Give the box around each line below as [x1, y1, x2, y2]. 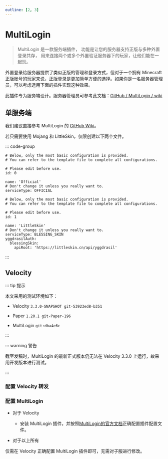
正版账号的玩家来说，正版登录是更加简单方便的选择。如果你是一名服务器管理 [5, 76, 163, 82]
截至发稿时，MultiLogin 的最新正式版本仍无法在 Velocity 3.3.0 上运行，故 [5, 353, 155, 359]
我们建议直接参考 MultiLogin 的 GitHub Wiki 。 [5, 123, 99, 129]
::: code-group [5, 143, 35, 149]
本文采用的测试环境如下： [5, 293, 58, 299]
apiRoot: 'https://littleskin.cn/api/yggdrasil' [14, 245, 117, 251]
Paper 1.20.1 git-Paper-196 [12, 313, 71, 319]
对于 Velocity [12, 410, 39, 416]
